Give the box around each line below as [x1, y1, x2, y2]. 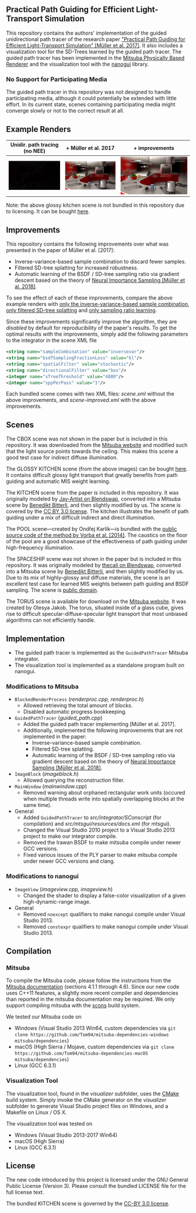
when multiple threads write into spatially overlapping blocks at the [23, 795, 185, 802]
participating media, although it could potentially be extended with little [6, 95, 177, 102]
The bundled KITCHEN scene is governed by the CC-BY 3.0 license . [6, 1200, 170, 1207]
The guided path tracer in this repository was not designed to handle [6, 88, 171, 96]
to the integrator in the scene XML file [6, 337, 97, 344]
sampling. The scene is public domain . [6, 587, 99, 594]
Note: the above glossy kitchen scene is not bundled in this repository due [6, 202, 185, 209]
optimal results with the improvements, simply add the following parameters [6, 330, 188, 338]
